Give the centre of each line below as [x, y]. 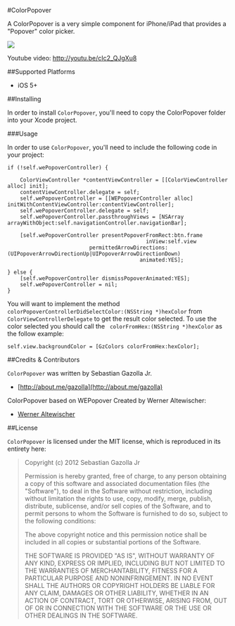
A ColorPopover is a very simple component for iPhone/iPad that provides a [117, 24]
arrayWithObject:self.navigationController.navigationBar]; [97, 223]
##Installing [24, 99]
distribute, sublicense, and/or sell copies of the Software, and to [118, 506]
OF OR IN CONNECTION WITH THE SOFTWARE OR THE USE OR [118, 608]
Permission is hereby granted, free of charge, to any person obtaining [126, 476]
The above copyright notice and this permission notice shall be [116, 535]
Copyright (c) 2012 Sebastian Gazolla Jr [82, 462]
